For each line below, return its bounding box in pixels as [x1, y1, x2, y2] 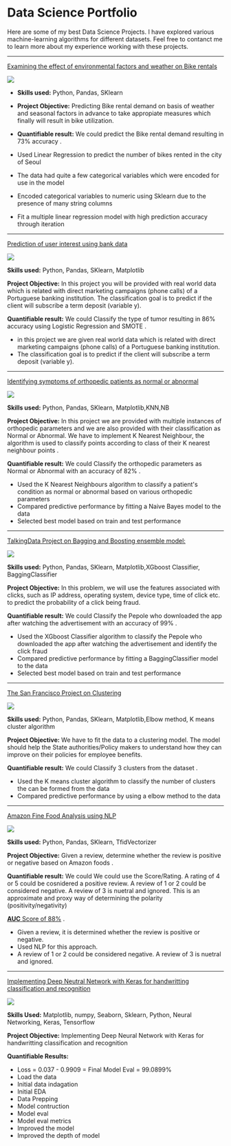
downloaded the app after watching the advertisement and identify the [16, 639, 218, 647]
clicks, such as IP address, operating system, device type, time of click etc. [7, 591, 221, 599]
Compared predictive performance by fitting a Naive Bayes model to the [16, 502, 221, 510]
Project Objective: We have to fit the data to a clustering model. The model [7, 736, 221, 744]
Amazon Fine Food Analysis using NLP [7, 812, 117, 820]
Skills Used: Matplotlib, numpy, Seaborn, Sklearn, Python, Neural [7, 1010, 192, 1018]
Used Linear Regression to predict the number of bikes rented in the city [16, 150, 222, 159]
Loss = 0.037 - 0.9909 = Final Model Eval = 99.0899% [16, 1065, 172, 1074]
